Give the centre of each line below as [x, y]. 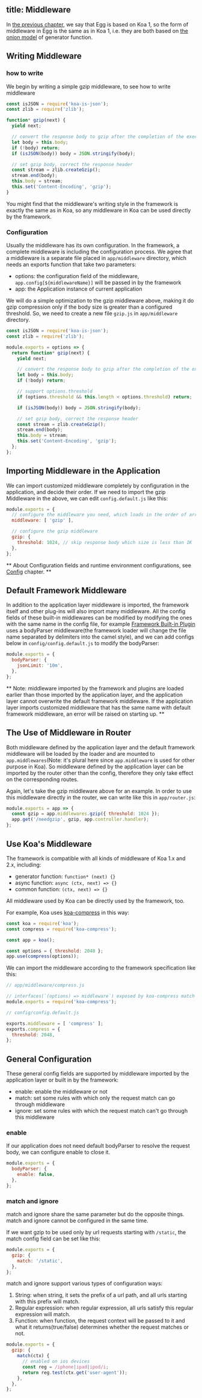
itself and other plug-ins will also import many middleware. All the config [96, 611]
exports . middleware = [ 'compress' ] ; [55, 1023]
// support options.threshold [55, 391]
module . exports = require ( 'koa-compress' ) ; [62, 1002]
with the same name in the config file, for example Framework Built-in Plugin [101, 624]
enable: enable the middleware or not [61, 1092]
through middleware [40, 1104]
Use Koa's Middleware [49, 844]
